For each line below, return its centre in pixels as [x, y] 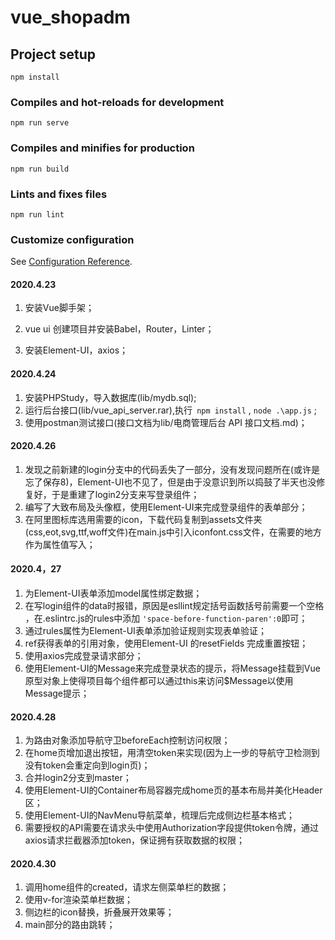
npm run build [40, 169]
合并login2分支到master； [78, 778]
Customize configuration [72, 239]
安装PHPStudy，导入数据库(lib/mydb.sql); [110, 397]
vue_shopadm [70, 17]
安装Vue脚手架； [59, 308]
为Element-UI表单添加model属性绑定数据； [113, 593]
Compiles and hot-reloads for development [117, 102]
